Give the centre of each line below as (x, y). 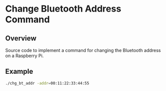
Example (19, 72)
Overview (21, 38)
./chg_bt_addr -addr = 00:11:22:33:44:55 (47, 83)
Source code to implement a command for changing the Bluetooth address (83, 50)
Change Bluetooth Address (63, 9)
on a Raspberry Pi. (25, 56)
